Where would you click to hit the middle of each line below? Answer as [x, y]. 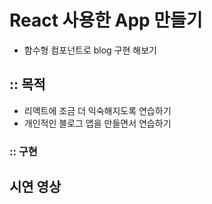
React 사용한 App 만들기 [106, 20]
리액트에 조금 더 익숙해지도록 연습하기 [97, 110]
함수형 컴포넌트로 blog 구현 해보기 [90, 50]
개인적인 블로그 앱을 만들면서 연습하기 [97, 123]
